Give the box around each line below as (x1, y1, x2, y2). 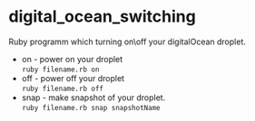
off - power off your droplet (21, 72, 124, 83)
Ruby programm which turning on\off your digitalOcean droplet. (8, 36, 247, 47)
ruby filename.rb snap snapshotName (21, 103, 161, 112)
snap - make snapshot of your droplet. (21, 92, 166, 103)
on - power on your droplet (21, 53, 123, 64)
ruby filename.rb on (21, 65, 100, 74)
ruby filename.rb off (21, 84, 103, 93)
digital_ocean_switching (8, 6, 196, 27)
